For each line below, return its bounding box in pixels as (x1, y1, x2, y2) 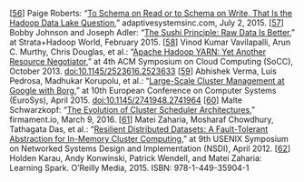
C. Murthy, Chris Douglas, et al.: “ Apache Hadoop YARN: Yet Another (9, 46, 266, 57)
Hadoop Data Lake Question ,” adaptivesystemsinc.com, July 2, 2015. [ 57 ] (9, 17, 284, 28)
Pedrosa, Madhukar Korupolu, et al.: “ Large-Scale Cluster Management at (9, 76, 285, 86)
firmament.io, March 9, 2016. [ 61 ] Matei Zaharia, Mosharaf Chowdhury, (9, 114, 274, 125)
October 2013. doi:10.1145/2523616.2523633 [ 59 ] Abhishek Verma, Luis (9, 66, 277, 76)
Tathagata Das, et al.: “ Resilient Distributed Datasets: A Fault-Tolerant (9, 124, 269, 135)
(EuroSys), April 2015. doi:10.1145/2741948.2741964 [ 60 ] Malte (9, 95, 243, 106)
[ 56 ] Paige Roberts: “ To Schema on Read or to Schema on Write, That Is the (9, 8, 293, 18)
